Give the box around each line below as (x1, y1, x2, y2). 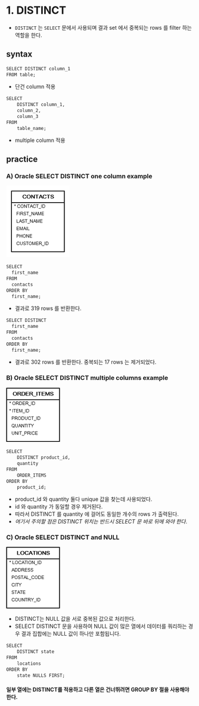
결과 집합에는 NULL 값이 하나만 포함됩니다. (21, 630, 121, 637)
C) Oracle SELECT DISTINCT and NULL (6, 533, 120, 541)
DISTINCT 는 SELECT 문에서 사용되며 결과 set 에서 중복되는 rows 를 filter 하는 (14, 24, 192, 31)
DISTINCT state (17, 649, 55, 655)
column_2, (17, 107, 42, 113)
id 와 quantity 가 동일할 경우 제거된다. (14, 503, 103, 510)
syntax (6, 49, 33, 60)
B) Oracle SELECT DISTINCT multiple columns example (6, 374, 169, 382)
